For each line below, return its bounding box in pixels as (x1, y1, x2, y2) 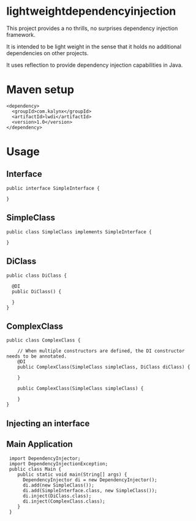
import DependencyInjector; (9, 455, 81, 462)
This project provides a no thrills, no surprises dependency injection (6, 24, 178, 32)
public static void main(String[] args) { (17, 471, 127, 478)
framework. (6, 31, 36, 38)
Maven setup (6, 83, 75, 97)
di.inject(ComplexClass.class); (22, 498, 105, 504)
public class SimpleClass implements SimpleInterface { (6, 228, 152, 235)
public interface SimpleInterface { (6, 185, 100, 191)
